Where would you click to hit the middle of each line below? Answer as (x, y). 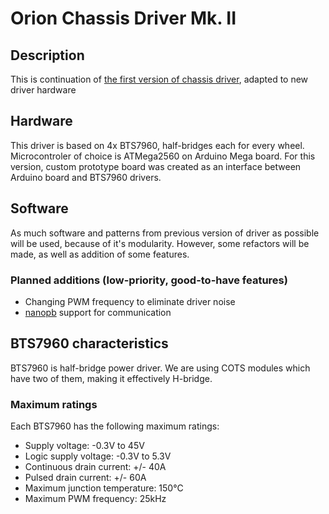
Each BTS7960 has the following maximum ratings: (115, 426)
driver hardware (43, 90)
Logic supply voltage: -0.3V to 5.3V (98, 456)
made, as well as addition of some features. (100, 254)
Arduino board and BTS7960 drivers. (86, 177)
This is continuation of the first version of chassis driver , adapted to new (159, 79)
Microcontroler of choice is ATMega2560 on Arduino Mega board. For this (163, 156)
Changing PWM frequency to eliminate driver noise (130, 301)
